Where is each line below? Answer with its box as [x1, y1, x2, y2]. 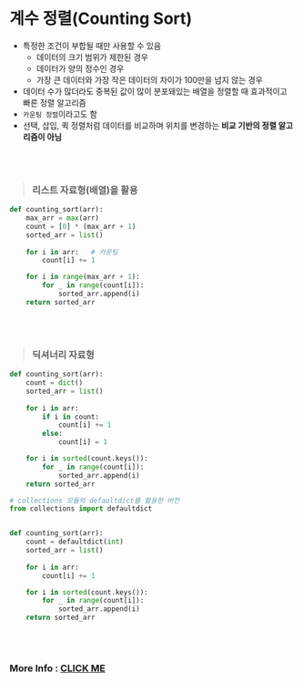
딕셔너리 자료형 [31, 348, 96, 361]
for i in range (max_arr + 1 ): [25, 273, 141, 282]
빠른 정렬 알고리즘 [22, 97, 86, 108]
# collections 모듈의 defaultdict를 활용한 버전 [9, 496, 180, 505]
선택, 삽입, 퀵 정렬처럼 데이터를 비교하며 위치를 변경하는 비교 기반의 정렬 [22, 119, 278, 130]
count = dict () [25, 378, 84, 387]
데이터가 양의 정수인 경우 [35, 63, 125, 74]
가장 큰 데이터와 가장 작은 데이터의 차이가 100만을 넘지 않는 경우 [35, 74, 264, 85]
